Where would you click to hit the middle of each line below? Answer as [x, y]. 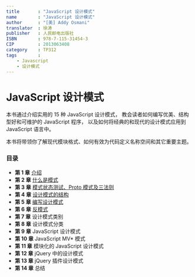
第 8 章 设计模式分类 [39, 223]
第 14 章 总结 [30, 268]
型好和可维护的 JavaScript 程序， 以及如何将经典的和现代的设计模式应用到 [96, 122]
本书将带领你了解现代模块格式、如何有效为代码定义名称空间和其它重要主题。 [99, 142]
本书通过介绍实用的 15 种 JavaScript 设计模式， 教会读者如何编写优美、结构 [97, 115]
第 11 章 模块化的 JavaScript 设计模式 [59, 246]
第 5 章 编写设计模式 [39, 202]
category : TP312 [32, 50]
